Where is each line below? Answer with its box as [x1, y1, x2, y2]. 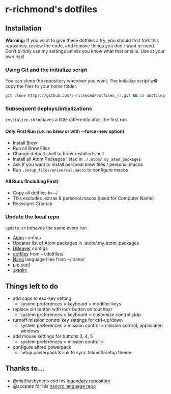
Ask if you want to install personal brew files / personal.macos [12, 161, 144, 167]
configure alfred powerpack [12, 344, 71, 350]
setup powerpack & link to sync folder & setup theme [20, 349, 131, 355]
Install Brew [12, 139, 38, 146]
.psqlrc [12, 267, 27, 273]
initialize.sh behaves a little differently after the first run [5, 117, 127, 123]
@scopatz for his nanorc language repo [12, 383, 96, 389]
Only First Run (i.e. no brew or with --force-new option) [5, 128, 125, 134]
